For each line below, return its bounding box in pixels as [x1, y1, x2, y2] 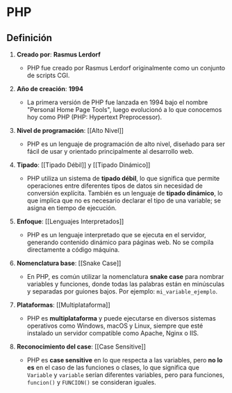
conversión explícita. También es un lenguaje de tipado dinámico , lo [26, 189, 223, 197]
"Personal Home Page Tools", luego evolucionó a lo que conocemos [26, 106, 222, 113]
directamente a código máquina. [26, 246, 120, 254]
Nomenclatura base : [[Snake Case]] [16, 259, 122, 267]
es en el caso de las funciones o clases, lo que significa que [26, 363, 199, 371]
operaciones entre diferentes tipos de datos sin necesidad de [26, 182, 203, 190]
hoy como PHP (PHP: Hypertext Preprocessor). [26, 113, 163, 121]
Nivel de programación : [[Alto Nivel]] [16, 127, 124, 134]
